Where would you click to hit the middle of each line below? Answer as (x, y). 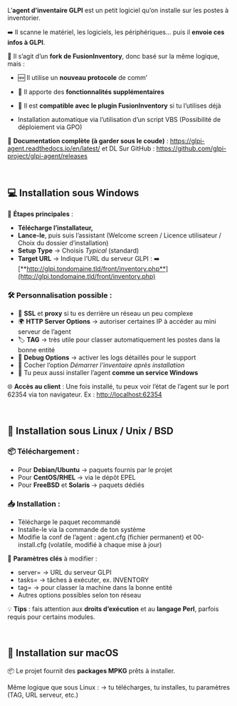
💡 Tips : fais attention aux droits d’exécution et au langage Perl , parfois (113, 609)
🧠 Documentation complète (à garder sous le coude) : (88, 141)
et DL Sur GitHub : (128, 148)
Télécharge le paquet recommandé (69, 522)
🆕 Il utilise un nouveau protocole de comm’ (83, 77)
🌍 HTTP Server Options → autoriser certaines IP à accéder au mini (117, 322)
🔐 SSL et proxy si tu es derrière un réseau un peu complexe (105, 314)
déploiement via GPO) (50, 127)
